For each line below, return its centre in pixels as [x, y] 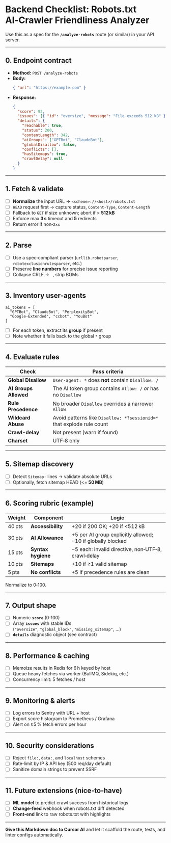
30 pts [15, 538]
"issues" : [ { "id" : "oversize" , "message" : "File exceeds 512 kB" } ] [93, 116]
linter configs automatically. [34, 835]
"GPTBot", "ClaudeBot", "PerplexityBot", [54, 312]
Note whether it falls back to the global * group [62, 336]
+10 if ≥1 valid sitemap [99, 564]
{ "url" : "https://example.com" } [49, 88]
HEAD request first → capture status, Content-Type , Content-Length [81, 207]
